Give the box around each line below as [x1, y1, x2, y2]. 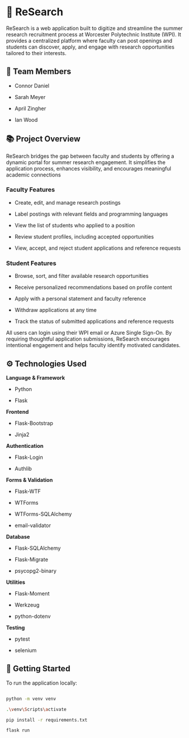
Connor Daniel [14, 82, 50, 89]
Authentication [6, 442, 44, 449]
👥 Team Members [6, 67, 71, 77]
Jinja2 [14, 431, 30, 438]
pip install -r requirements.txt [6, 717, 88, 723]
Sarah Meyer [14, 93, 46, 100]
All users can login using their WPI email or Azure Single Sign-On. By [6, 329, 172, 336]
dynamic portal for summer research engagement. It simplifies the [6, 158, 166, 166]
